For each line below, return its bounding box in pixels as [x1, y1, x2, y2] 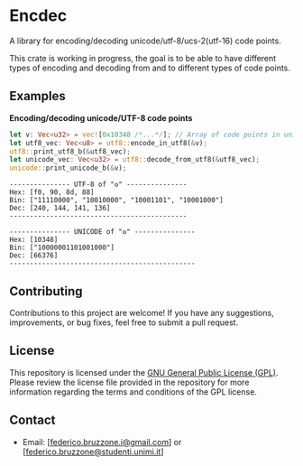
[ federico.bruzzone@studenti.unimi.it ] [22, 446, 164, 457]
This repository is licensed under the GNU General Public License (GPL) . [9, 367, 279, 377]
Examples [9, 89, 66, 104]
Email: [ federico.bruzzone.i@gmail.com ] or [22, 436, 182, 447]
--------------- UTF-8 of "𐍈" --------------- [9, 180, 188, 190]
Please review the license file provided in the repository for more [9, 377, 250, 387]
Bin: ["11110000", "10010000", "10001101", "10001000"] [9, 196, 224, 205]
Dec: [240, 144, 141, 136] [9, 204, 111, 213]
